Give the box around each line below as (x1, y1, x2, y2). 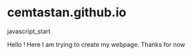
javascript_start (7, 27, 51, 35)
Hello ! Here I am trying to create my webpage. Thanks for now (7, 40, 186, 48)
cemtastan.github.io (7, 5, 127, 20)
